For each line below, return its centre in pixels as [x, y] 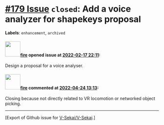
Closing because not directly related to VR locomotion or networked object [80, 99]
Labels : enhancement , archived [35, 33]
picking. [13, 104]
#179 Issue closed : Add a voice [68, 9]
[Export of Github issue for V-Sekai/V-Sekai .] [50, 118]
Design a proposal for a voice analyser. [44, 66]
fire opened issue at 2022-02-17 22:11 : [60, 55]
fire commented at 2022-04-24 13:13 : [60, 88]
